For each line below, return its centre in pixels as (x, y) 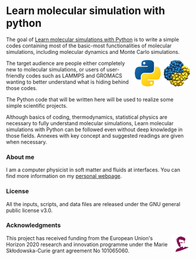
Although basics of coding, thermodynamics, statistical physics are (87, 117)
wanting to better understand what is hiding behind (67, 82)
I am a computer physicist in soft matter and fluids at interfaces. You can (93, 170)
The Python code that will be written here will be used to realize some (90, 99)
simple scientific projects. (37, 105)
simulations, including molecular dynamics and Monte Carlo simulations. (93, 52)
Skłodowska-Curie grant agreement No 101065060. (68, 251)
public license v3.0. (29, 210)
